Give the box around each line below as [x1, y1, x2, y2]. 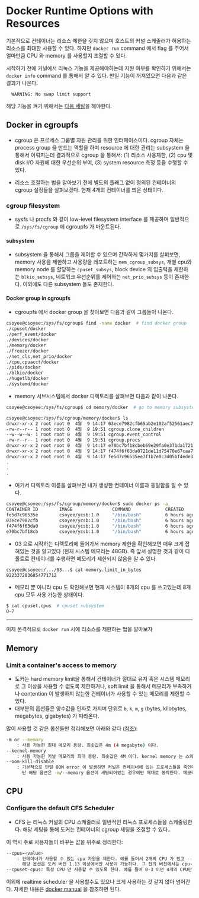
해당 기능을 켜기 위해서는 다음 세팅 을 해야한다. [6, 102, 113, 109]
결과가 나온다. [6, 79, 38, 87]
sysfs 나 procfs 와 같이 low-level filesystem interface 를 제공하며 [14, 215, 169, 223]
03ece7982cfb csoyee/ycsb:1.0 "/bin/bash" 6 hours [6, 518, 184, 523]
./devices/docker [6, 337, 49, 343]
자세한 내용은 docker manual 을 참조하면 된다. [14, 886, 121, 893]
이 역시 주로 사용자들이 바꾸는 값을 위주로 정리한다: [6, 838, 123, 845]
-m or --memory [6, 737, 44, 742]
